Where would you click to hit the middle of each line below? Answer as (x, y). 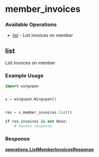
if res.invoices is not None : (37, 122)
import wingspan (22, 86)
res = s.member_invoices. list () (39, 112)
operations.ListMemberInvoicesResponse (49, 150)
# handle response (33, 126)
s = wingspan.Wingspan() (31, 99)
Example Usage (24, 76)
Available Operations (31, 25)
